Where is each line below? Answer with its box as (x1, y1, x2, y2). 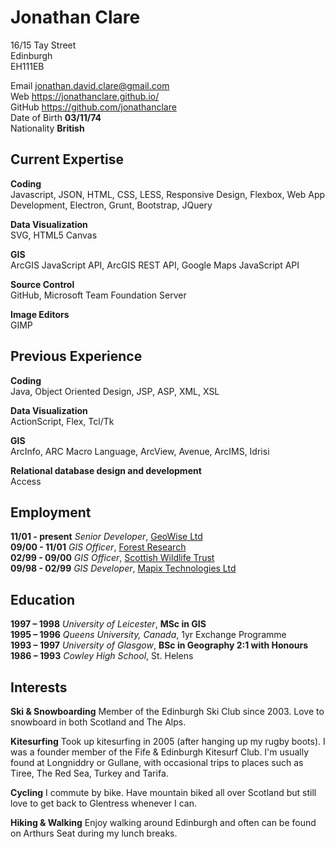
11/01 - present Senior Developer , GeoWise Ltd (10, 531, 203, 543)
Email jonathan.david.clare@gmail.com (10, 79, 170, 91)
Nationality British (10, 122, 85, 134)
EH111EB (10, 60, 45, 72)
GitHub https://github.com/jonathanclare (10, 101, 177, 113)
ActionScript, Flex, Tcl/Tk (10, 415, 115, 427)
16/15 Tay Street (10, 39, 77, 51)
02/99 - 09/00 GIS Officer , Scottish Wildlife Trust (10, 552, 215, 564)
